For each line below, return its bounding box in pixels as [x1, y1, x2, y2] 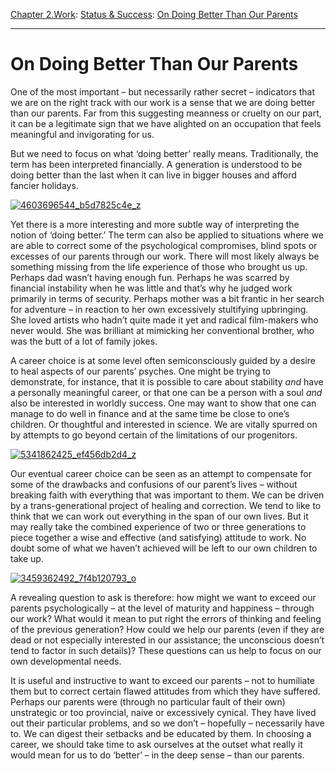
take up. [10, 552, 44, 564]
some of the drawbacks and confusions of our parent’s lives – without [10, 478, 298, 490]
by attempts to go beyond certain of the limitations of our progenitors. [10, 429, 298, 441]
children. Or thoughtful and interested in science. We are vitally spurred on [10, 418, 318, 430]
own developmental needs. [10, 655, 122, 667]
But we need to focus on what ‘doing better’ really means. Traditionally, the [10, 147, 319, 159]
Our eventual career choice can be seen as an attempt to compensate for [10, 467, 313, 479]
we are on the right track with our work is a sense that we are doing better [10, 96, 316, 108]
